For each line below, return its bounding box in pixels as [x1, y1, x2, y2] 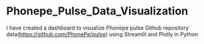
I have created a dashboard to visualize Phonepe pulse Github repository [6, 24, 189, 31]
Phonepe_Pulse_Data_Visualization [6, 4, 189, 18]
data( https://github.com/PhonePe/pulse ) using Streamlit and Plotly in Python [6, 30, 199, 37]
